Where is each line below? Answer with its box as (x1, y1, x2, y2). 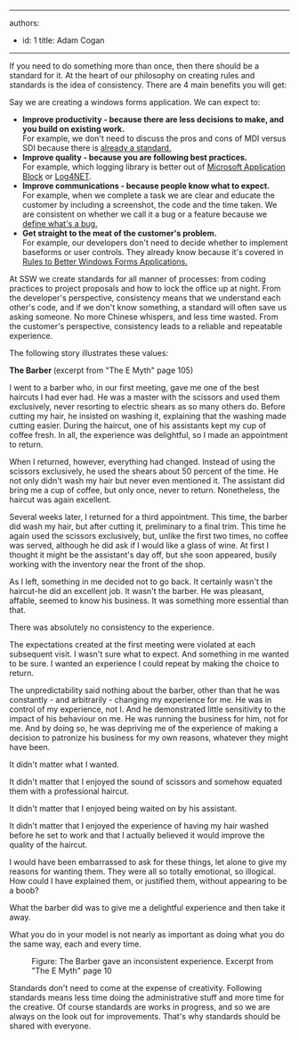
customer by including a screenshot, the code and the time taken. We (21, 200, 278, 210)
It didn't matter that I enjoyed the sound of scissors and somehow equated (9, 777, 283, 787)
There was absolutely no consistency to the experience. (9, 622, 215, 632)
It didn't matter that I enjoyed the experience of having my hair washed (9, 821, 270, 830)
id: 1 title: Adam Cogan (21, 35, 105, 45)
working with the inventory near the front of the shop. (9, 559, 206, 569)
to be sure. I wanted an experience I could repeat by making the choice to (9, 658, 280, 669)
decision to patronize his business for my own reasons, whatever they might (9, 732, 289, 743)
